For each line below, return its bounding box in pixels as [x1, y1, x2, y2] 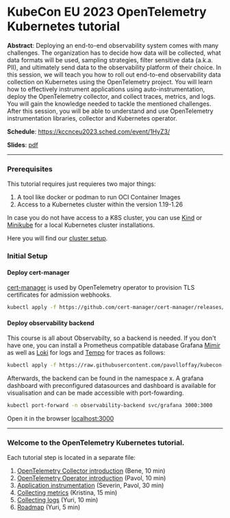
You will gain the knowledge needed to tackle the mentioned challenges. [7, 99, 212, 108]
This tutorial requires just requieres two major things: [7, 180, 156, 188]
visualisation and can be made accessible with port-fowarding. [7, 388, 184, 397]
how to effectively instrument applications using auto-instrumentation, [7, 85, 205, 93]
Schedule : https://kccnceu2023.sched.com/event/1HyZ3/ [7, 127, 170, 136]
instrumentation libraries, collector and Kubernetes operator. [7, 114, 178, 122]
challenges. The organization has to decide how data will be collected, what [7, 49, 221, 57]
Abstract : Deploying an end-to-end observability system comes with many [7, 41, 219, 49]
